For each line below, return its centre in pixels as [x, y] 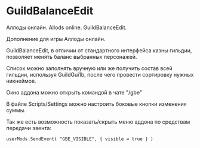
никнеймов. [21, 81]
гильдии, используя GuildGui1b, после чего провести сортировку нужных [100, 74]
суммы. [16, 110]
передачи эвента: [29, 128]
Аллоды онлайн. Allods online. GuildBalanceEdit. [67, 27]
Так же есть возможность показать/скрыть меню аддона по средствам [98, 122]
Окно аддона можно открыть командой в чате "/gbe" [74, 92]
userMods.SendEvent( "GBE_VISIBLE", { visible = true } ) [80, 139]
